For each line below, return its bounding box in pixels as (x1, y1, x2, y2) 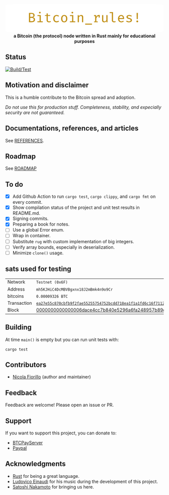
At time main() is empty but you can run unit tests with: (5, 337, 119, 343)
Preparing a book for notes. (12, 221, 69, 228)
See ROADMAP (5, 166, 37, 172)
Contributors (5, 360, 47, 369)
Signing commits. (12, 215, 49, 222)
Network (7, 279, 26, 285)
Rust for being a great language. (12, 473, 79, 479)
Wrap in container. (12, 233, 51, 239)
